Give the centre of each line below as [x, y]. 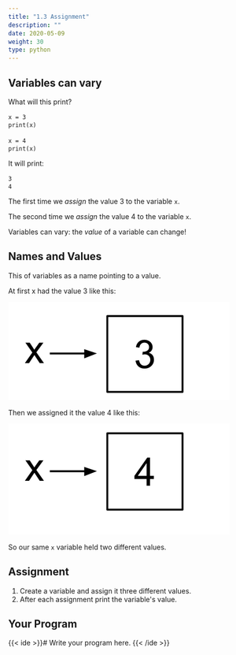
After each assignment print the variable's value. [98, 599]
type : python [29, 50]
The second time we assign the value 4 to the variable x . [100, 216]
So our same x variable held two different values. [87, 547]
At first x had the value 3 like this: [62, 291]
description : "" [35, 25]
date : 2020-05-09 [37, 33]
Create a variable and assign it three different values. [105, 590]
